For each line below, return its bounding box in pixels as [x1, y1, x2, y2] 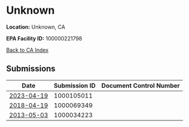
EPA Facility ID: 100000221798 [6, 35, 82, 42]
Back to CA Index [6, 46, 49, 54]
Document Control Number [101, 81, 180, 89]
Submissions [6, 64, 55, 74]
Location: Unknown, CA [6, 23, 66, 30]
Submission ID [53, 81, 96, 89]
